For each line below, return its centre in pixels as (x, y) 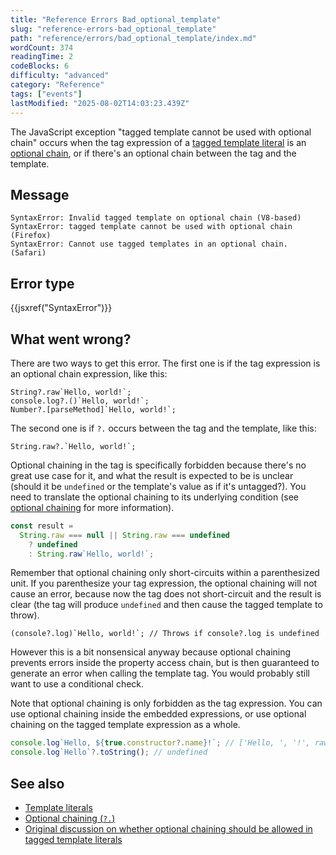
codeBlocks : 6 (40, 66)
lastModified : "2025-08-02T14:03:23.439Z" (100, 103)
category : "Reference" (57, 85)
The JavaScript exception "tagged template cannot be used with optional (161, 132)
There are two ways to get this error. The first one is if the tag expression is (165, 363)
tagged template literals (73, 839)
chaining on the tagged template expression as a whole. (125, 725)
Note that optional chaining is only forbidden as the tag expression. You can (166, 703)
